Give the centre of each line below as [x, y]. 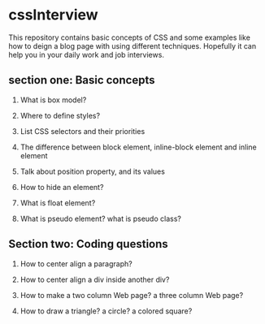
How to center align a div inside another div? [95, 279]
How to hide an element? [62, 187]
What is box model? [53, 100]
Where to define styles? [60, 115]
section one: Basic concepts [82, 80]
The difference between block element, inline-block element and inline [139, 147]
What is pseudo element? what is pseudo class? [100, 218]
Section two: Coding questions [88, 244]
